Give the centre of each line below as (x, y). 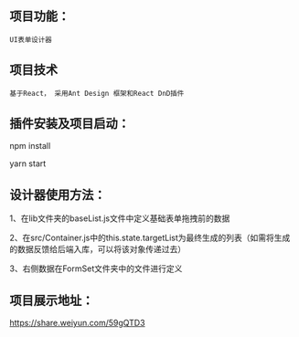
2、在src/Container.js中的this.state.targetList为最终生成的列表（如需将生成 (150, 238)
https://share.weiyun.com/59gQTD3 (77, 323)
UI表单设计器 (31, 39)
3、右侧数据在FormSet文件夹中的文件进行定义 (96, 269)
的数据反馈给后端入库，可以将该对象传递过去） (97, 249)
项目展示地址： (52, 300)
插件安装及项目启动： (69, 124)
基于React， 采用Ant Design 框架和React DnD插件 (97, 93)
